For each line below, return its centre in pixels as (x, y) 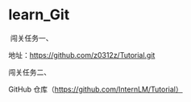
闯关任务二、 (29, 72)
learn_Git (39, 15)
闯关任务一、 (31, 38)
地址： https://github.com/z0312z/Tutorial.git (82, 55)
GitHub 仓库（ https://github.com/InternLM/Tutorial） (95, 89)
